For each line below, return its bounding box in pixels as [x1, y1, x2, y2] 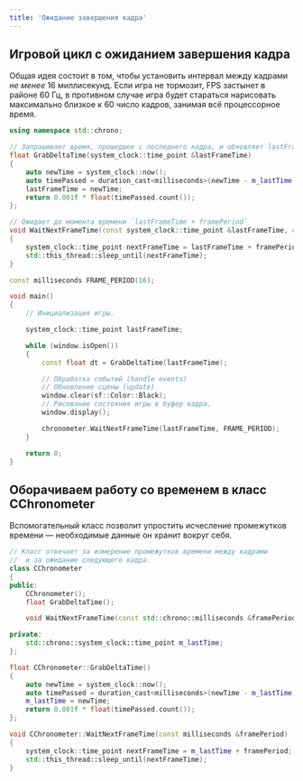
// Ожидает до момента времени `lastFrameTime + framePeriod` [9, 217, 248, 226]
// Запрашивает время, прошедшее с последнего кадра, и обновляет [9, 142, 264, 152]
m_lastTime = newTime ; [25, 696, 111, 706]
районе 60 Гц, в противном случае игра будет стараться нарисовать [9, 89, 277, 100]
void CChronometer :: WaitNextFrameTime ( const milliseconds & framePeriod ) [9, 730, 289, 739]
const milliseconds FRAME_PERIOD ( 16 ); [9, 276, 155, 285]
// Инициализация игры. [25, 308, 115, 318]
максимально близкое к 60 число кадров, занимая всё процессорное [9, 99, 281, 110]
